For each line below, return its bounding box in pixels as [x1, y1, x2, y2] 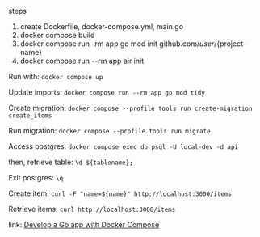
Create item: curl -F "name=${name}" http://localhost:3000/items [8, 188, 233, 198]
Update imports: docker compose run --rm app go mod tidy [8, 87, 206, 97]
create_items [8, 112, 52, 120]
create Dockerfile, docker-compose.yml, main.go [19, 22, 184, 31]
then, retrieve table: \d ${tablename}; [8, 157, 133, 167]
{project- [216, 39, 246, 49]
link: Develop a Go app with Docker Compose [8, 220, 160, 229]
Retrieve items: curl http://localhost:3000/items [8, 205, 176, 214]
